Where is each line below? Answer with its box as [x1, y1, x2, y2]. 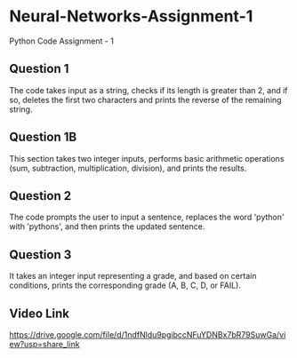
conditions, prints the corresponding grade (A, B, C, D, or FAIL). [9, 280, 242, 290]
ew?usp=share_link [9, 339, 80, 349]
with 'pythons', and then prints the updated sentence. [9, 221, 205, 232]
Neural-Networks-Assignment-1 [9, 6, 253, 27]
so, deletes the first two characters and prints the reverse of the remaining [9, 94, 282, 105]
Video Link [9, 306, 69, 321]
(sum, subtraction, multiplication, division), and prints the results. [9, 163, 247, 173]
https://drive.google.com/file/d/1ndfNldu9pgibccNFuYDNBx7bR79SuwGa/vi [9, 330, 286, 339]
